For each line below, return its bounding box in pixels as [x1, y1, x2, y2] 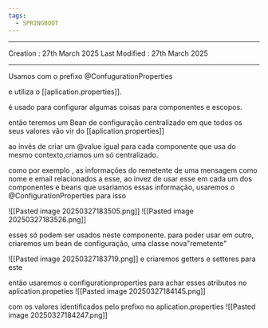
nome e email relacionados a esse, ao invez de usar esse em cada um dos [8, 174, 253, 183]
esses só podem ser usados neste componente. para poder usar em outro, [8, 230, 254, 240]
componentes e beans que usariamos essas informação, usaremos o [8, 182, 235, 192]
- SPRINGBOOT [15, 19, 59, 27]
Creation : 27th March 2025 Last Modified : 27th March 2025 [8, 49, 209, 58]
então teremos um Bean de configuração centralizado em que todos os [8, 117, 242, 127]
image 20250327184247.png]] [8, 310, 108, 319]
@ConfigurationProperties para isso [8, 190, 126, 200]
